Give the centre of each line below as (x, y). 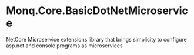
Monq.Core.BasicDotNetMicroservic (97, 11)
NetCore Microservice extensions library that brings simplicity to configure (96, 39)
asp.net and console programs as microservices (64, 46)
